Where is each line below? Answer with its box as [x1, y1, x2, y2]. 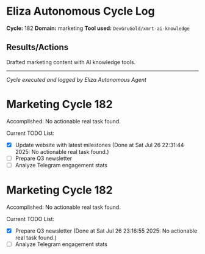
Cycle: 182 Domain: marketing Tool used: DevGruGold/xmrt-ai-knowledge [6, 24, 190, 32]
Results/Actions [6, 42, 69, 53]
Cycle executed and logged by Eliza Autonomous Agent [6, 76, 146, 83]
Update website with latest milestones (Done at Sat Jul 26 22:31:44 [15, 141, 184, 148]
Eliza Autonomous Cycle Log [6, 4, 155, 18]
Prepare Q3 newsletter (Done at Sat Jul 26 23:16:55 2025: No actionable [15, 227, 198, 234]
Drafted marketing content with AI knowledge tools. [6, 58, 136, 65]
